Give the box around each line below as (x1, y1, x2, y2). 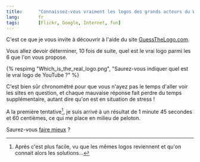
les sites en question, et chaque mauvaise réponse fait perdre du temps (6, 90, 182, 97)
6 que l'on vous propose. (6, 54, 67, 61)
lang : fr (6, 14, 44, 20)
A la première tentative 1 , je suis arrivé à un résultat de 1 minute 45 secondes (6, 107, 192, 116)
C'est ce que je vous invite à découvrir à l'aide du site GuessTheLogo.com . (6, 36, 190, 43)
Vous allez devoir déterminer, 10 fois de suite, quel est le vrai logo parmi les (6, 47, 191, 55)
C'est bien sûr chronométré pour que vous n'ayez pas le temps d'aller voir (6, 83, 188, 90)
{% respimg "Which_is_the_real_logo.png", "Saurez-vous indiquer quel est (6, 65, 189, 72)
